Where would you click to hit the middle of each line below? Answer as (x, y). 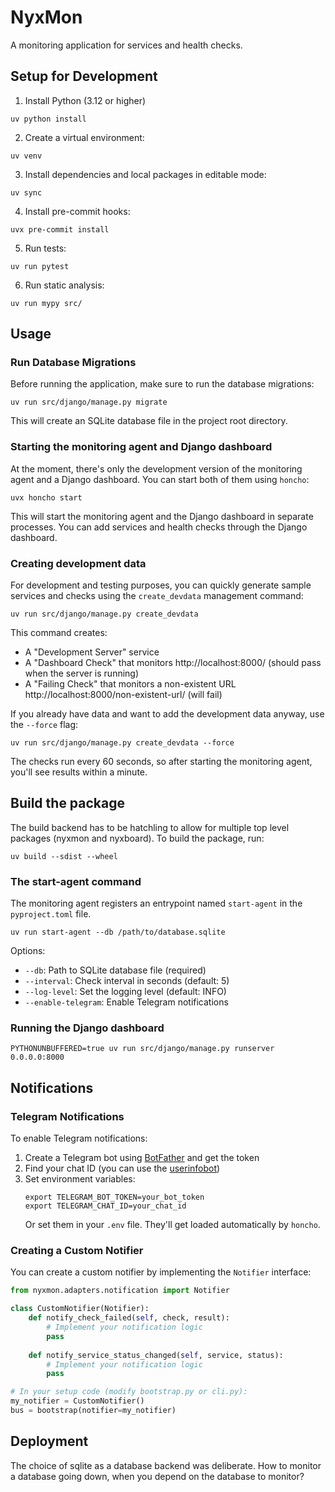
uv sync (26, 192)
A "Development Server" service (92, 652)
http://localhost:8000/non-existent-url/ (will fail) (123, 695)
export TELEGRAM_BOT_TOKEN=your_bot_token (114, 1197)
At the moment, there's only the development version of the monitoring (156, 468)
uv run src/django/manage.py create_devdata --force (122, 743)
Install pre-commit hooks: (77, 211)
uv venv (26, 156)
